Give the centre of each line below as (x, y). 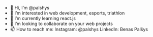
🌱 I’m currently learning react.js (43, 18)
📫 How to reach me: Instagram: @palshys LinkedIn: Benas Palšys (79, 29)
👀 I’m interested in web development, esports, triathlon (67, 13)
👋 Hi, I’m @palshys (30, 8)
